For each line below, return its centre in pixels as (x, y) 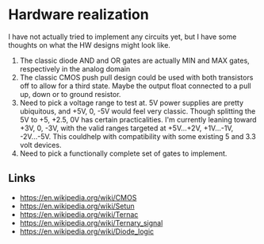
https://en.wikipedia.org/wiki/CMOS (78, 197)
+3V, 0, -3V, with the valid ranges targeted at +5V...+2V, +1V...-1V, (126, 128)
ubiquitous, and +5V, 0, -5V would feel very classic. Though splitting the (138, 111)
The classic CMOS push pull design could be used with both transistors (136, 77)
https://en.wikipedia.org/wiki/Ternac (79, 214)
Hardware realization (78, 15)
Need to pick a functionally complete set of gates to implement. (123, 153)
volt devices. (40, 145)
